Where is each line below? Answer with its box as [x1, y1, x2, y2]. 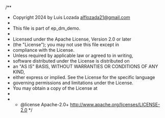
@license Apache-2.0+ [20, 102, 69, 107]
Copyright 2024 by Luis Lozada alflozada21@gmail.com [12, 14, 130, 20]
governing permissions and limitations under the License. [12, 80, 134, 86]
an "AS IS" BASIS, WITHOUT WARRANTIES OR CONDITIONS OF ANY [12, 64, 158, 69]
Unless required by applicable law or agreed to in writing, [12, 52, 133, 58]
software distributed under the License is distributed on [12, 58, 130, 64]
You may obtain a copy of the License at [12, 85, 98, 91]
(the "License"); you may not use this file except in [12, 42, 119, 48]
